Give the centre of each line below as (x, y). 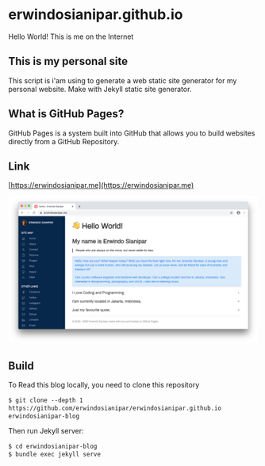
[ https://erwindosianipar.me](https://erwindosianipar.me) (101, 185)
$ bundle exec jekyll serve (55, 454)
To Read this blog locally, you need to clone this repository (104, 384)
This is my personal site (68, 61)
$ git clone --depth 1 (46, 400)
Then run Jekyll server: (46, 430)
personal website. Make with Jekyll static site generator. (100, 89)
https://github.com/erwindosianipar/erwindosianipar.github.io (115, 408)
